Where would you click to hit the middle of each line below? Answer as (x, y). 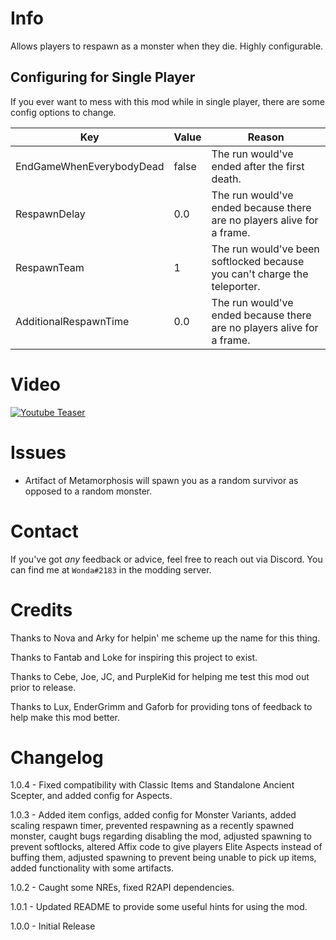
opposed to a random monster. (88, 491)
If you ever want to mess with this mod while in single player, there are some (167, 101)
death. (226, 179)
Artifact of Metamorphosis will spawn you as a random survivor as (161, 480)
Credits (41, 609)
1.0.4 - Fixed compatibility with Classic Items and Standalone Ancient (152, 785)
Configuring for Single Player (103, 77)
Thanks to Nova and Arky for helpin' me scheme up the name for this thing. (165, 638)
